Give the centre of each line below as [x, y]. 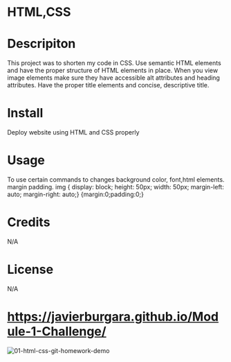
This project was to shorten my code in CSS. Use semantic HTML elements [114, 63]
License [30, 269]
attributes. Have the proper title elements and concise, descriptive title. [108, 85]
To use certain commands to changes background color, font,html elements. [116, 180]
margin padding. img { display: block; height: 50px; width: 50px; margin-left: [116, 187]
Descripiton [41, 44]
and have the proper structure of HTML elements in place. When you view [113, 71]
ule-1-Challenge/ [57, 332]
